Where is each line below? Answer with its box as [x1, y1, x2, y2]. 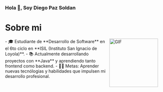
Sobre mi [5, 22, 42, 33]
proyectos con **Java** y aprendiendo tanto [5, 58, 96, 63]
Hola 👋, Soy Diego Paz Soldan [5, 4, 76, 11]
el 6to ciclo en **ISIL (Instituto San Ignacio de [5, 46, 97, 51]
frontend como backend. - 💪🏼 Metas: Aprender [5, 63, 99, 69]
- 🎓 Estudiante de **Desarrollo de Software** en [5, 38, 105, 44]
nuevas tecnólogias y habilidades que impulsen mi [5, 68, 106, 74]
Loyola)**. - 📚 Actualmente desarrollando [5, 51, 89, 57]
